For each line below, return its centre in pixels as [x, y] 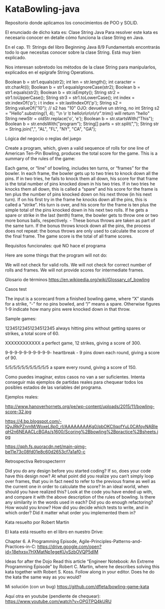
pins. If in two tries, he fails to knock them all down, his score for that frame [82, 178]
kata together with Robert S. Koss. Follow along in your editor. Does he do [80, 572]
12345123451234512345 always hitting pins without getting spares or [76, 328]
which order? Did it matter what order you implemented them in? [70, 512]
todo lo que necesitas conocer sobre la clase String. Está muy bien [73, 52]
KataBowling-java [42, 9]
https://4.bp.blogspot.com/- [33, 421]
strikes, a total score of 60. [32, 333]
